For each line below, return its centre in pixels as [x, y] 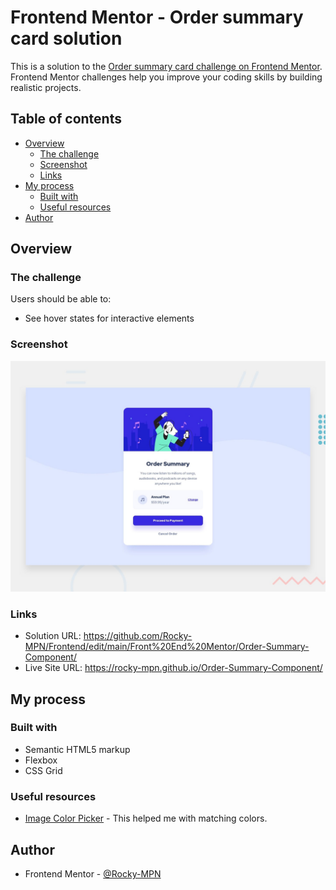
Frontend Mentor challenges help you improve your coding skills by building [166, 77]
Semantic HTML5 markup [77, 749]
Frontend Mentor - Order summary [157, 17]
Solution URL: [53, 636]
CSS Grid [43, 770]
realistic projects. [46, 87]
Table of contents [66, 119]
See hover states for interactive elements [109, 318]
